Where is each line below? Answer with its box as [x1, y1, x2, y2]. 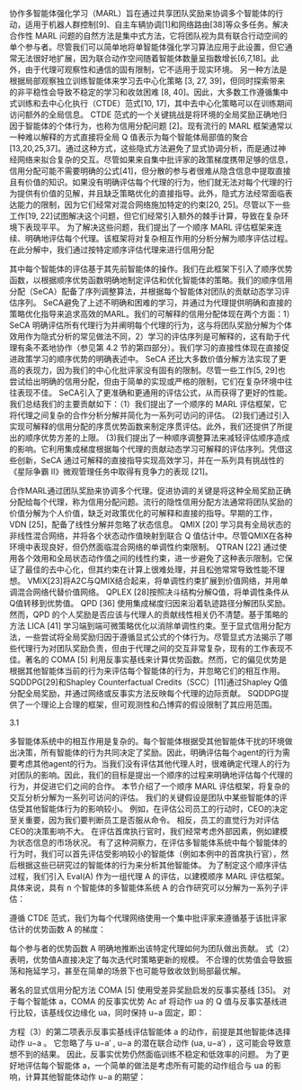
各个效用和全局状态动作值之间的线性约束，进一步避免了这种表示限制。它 [16, 553, 285, 563]
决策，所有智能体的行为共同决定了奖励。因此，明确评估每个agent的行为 [16, 747, 283, 758]
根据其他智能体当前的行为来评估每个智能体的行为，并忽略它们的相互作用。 [9, 666, 285, 676]
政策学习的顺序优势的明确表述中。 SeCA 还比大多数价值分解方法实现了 [16, 354, 279, 364]
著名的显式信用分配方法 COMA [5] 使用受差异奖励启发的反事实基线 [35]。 [9, 985, 281, 995]
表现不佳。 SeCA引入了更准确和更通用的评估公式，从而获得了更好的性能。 [16, 387, 292, 398]
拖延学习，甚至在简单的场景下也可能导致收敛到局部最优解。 [24, 966, 245, 976]
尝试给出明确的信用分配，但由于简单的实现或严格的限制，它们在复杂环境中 [9, 377, 285, 386]
